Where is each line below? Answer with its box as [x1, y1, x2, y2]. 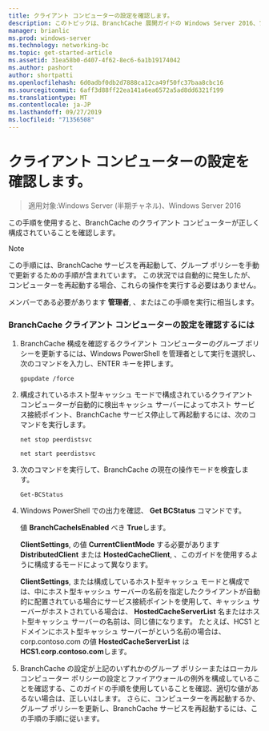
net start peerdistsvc [19, 449, 96, 458]
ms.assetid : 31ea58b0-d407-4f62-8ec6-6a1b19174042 [8, 57, 181, 65]
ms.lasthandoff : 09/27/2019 [8, 109, 102, 117]
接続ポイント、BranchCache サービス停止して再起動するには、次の [26, 409, 250, 420]
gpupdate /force [19, 375, 74, 383]
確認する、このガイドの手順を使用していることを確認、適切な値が [34, 684, 252, 693]
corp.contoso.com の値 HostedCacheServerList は [19, 637, 190, 646]
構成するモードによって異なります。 [34, 560, 153, 569]
